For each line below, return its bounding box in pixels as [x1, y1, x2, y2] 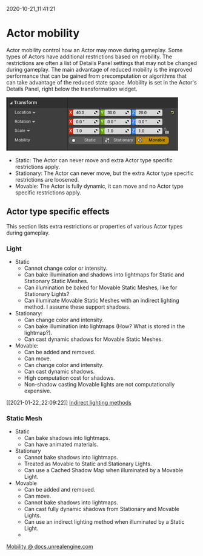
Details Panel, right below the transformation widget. [6, 85, 138, 92]
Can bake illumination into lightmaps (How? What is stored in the [24, 323, 185, 330]
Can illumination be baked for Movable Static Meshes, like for [24, 284, 178, 291]
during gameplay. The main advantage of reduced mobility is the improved [6, 66, 193, 73]
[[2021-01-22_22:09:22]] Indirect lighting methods [6, 399, 131, 407]
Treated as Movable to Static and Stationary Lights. [24, 460, 152, 467]
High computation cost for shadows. [24, 374, 115, 382]
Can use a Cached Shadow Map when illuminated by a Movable [24, 467, 184, 474]
